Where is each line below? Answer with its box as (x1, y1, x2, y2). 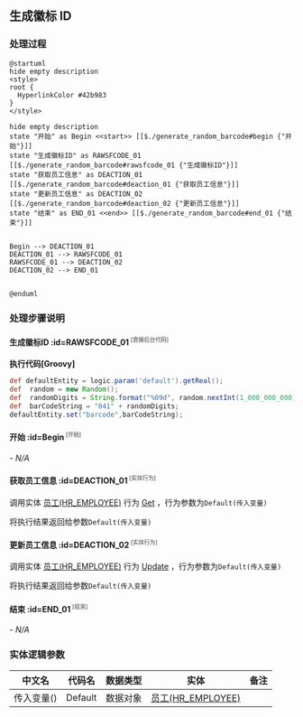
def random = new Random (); (9, 385, 119, 395)
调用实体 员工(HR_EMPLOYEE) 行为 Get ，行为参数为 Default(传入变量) (9, 497, 268, 507)
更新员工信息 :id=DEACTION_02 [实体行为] (9, 538, 158, 550)
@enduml (9, 289, 39, 298)
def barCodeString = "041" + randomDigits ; (9, 402, 179, 411)
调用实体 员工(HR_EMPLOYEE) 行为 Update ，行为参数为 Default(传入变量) (9, 561, 282, 572)
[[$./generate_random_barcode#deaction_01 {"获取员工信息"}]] (9, 180, 240, 189)
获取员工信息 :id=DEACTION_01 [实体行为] (9, 474, 156, 486)
